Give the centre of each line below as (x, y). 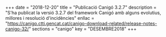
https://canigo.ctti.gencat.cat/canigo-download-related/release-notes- (82, 23)
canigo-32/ (17, 29)
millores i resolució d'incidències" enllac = (50, 18)
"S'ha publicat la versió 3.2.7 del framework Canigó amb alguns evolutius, (83, 13)
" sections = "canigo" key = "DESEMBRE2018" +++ (83, 29)
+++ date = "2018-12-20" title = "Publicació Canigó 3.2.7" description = (81, 7)
